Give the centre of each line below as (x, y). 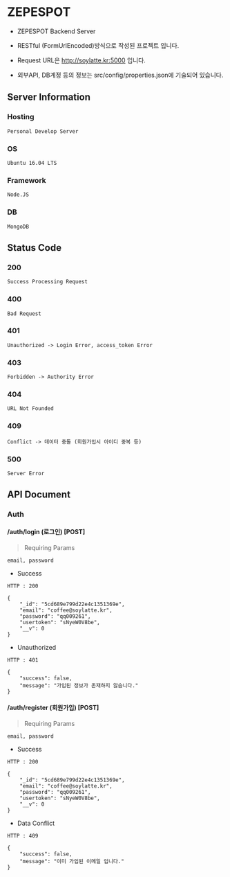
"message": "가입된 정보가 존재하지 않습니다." (79, 685)
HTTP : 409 (23, 835)
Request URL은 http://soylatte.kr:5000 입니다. (82, 60)
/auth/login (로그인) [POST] (46, 531)
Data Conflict (36, 823)
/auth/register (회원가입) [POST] (53, 708)
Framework (27, 180)
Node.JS (18, 195)
